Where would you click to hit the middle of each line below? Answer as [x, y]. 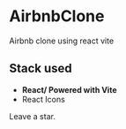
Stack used [41, 68]
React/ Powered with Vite [69, 89]
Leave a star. [32, 116]
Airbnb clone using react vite [62, 41]
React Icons [44, 99]
